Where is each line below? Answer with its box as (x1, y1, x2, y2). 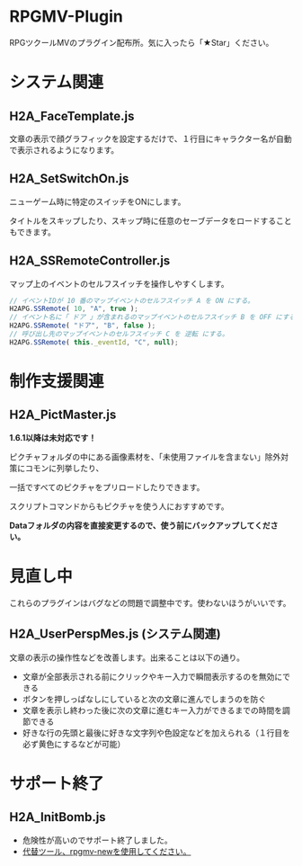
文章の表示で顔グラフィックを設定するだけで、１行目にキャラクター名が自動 (9, 133, 292, 144)
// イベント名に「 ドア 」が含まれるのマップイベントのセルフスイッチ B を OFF (9, 313, 272, 322)
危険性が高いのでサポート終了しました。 (22, 835, 173, 845)
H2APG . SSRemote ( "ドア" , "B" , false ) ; (9, 321, 156, 330)
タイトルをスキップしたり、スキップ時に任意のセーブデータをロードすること (9, 215, 292, 226)
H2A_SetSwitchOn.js (9, 171, 129, 186)
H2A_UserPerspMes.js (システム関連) (9, 627, 222, 642)
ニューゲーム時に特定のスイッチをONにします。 (9, 196, 186, 207)
